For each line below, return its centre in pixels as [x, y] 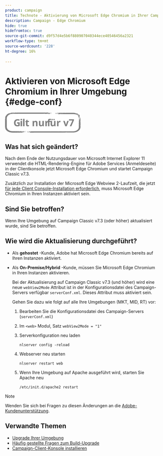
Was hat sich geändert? [42, 147]
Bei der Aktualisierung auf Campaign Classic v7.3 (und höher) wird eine [83, 282]
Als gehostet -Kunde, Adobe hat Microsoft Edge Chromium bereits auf [83, 253]
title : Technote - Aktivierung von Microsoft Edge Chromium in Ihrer [77, 15]
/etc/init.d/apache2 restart [49, 387]
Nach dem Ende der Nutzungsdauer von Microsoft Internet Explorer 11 [75, 159]
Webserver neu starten [42, 354]
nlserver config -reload [44, 345]
